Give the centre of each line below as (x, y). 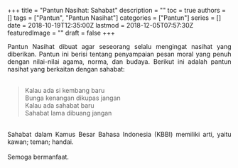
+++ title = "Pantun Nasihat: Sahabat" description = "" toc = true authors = (117, 10)
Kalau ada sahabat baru (59, 105)
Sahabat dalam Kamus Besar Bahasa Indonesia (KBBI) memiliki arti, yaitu (119, 134)
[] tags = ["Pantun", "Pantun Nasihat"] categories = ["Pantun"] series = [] (114, 18)
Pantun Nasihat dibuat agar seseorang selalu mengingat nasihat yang (119, 46)
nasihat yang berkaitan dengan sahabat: (66, 69)
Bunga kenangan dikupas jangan (72, 98)
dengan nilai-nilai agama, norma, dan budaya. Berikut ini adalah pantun (119, 62)
